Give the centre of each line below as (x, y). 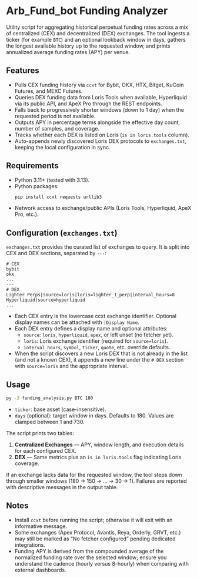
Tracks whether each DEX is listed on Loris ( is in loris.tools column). (102, 135)
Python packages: (36, 186)
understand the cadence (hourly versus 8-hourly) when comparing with (102, 563)
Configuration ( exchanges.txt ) (62, 233)
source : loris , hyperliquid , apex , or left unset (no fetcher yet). (98, 335)
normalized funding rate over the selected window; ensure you (91, 557)
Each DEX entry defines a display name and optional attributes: (91, 329)
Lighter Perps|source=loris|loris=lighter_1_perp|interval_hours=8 (91, 295)
